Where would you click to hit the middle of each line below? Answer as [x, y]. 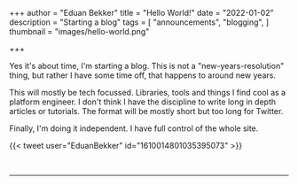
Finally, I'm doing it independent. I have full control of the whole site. [134, 128]
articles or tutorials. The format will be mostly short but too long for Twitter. [146, 111]
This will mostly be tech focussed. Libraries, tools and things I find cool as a [148, 92]
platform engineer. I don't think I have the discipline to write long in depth [143, 102]
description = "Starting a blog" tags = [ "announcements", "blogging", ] [139, 22]
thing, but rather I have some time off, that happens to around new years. [143, 75]
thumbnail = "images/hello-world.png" [79, 31]
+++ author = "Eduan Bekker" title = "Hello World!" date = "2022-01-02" [141, 13]
